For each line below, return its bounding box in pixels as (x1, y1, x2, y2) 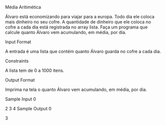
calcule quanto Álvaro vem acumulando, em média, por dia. (5, 30, 126, 35)
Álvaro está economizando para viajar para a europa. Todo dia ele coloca (5, 14, 155, 19)
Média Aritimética (5, 4, 41, 10)
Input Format (5, 39, 31, 45)
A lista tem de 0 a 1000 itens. (5, 67, 64, 73)
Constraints (5, 58, 29, 63)
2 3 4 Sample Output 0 (5, 106, 52, 111)
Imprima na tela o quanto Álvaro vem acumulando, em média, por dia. (5, 87, 147, 93)
